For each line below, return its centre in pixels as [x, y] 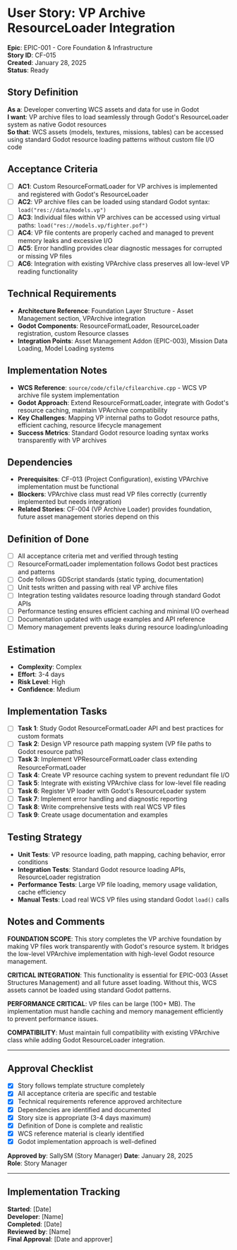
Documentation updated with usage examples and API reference [111, 619]
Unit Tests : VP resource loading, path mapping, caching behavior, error [121, 854]
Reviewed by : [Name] [39, 1232]
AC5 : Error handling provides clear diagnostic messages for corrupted [120, 248]
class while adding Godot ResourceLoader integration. [86, 1039]
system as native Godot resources [57, 124]
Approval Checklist [50, 1068]
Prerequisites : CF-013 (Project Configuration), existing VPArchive [113, 479]
